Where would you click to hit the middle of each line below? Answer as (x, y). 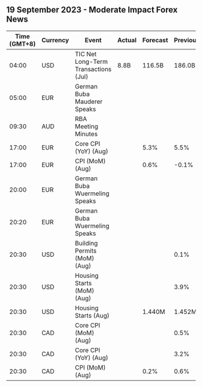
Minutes (86, 134)
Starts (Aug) (92, 315)
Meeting (87, 126)
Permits (86, 251)
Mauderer (89, 101)
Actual (127, 40)
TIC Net (86, 54)
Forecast (155, 40)
